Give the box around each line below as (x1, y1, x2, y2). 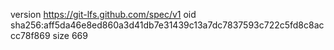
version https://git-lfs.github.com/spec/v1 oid (10, 9, 197, 20)
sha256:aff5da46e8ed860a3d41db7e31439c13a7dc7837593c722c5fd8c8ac (10, 19, 325, 31)
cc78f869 (10, 30, 51, 41)
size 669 (52, 30, 88, 41)
